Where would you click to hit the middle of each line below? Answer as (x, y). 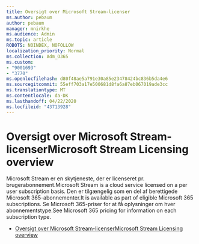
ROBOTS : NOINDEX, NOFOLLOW (40, 46)
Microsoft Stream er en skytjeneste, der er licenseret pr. (75, 178)
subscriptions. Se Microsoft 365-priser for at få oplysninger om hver (91, 204)
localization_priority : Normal (45, 51)
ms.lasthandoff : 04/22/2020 (41, 101)
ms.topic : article (29, 40)
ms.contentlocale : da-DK (37, 96)
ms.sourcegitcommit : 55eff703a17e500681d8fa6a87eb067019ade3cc (87, 85)
